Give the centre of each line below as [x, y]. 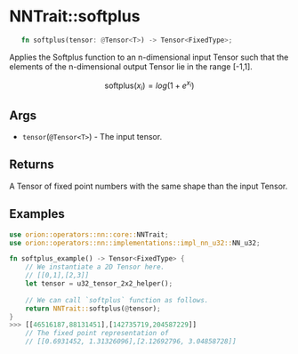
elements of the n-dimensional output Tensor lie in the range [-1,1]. [131, 66]
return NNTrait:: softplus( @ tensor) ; [93, 309]
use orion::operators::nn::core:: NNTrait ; [89, 234]
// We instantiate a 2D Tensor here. [95, 267]
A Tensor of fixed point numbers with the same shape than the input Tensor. [149, 186]
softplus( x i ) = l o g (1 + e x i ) [149, 85]
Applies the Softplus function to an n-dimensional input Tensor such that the [149, 57]
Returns [32, 165]
